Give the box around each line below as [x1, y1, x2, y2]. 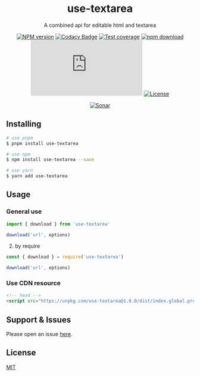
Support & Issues [6, 315, 71, 325]
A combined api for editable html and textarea [43, 21, 157, 29]
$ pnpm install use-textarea [6, 140, 79, 146]
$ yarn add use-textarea [6, 173, 68, 179]
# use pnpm [6, 135, 33, 141]
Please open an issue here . [6, 331, 73, 338]
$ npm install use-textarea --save [6, 157, 95, 163]
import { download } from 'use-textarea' [6, 221, 111, 227]
